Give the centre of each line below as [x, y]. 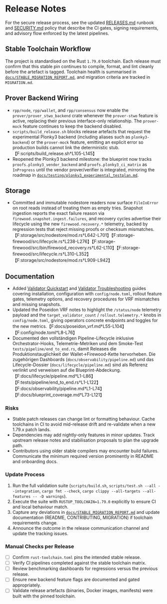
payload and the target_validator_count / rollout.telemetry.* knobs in [87, 315]
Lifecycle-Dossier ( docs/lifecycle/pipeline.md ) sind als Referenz [80, 365]
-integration [26, 491]
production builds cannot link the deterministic [60, 147]
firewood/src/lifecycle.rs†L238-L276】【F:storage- [64, 241]
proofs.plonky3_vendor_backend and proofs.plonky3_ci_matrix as [80, 164]
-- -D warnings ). [50, 496]
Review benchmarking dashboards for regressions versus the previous [85, 568]
